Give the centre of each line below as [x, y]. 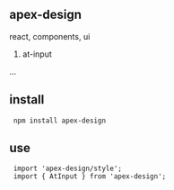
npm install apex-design [59, 121]
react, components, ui [50, 36]
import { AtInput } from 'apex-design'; [90, 176]
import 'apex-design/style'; [68, 169]
